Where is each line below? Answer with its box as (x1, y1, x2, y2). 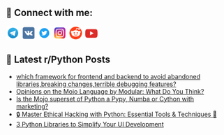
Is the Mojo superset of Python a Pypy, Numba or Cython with (15, 94, 195, 103)
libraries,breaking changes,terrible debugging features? (15, 80, 177, 88)
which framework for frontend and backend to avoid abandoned (15, 72, 201, 80)
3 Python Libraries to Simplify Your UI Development (15, 120, 164, 128)
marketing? (15, 102, 49, 111)
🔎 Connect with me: (6, 7, 93, 19)
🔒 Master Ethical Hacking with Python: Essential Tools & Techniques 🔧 (15, 110, 217, 118)
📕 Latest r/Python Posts (6, 54, 111, 66)
